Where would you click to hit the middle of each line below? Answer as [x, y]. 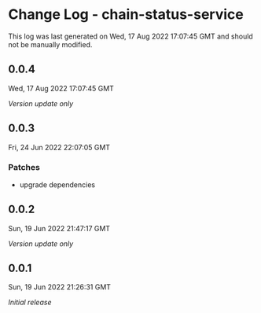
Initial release [30, 302]
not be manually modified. [50, 44]
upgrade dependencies [57, 184]
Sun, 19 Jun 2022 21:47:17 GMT [59, 228]
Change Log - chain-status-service [126, 15]
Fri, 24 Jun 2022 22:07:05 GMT [59, 147]
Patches [24, 168]
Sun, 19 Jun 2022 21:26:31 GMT [60, 287]
